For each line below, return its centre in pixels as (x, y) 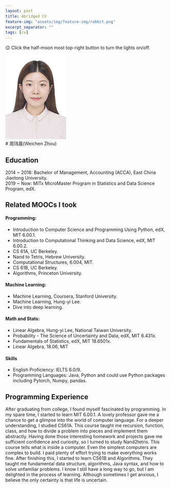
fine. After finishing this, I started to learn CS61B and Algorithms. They (79, 458)
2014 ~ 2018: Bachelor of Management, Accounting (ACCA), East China (81, 172)
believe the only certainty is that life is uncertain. (57, 480)
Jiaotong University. (26, 178)
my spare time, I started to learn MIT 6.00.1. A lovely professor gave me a (82, 414)
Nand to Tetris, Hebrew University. (49, 257)
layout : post (19, 11)
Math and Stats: (23, 319)
